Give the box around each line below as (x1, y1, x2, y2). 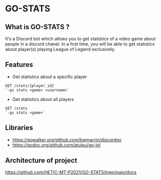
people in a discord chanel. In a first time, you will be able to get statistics (5, 41, 155, 47)
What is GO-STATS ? (5, 23, 70, 31)
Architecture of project (5, 156, 78, 165)
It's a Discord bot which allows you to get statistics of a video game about (5, 36, 156, 42)
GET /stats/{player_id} (5, 83, 54, 88)
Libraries (5, 124, 33, 132)
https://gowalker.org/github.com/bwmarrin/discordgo (12, 136, 122, 142)
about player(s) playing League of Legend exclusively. (5, 46, 115, 52)
